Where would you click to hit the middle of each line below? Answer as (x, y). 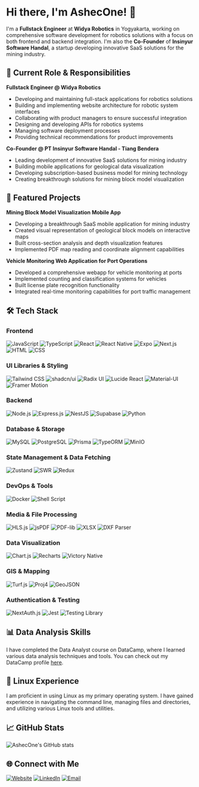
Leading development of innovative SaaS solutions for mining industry (101, 160)
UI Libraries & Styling (37, 365)
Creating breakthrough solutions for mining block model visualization (99, 179)
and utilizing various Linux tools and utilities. (60, 708)
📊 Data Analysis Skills (49, 632)
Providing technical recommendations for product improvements (94, 137)
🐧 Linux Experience (43, 681)
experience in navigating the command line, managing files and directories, (98, 702)
